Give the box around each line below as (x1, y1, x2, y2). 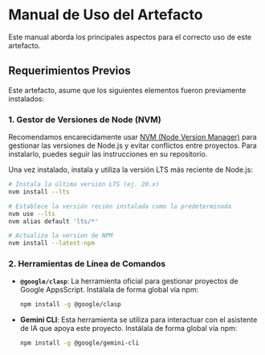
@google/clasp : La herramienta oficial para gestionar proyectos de (19, 276, 238, 286)
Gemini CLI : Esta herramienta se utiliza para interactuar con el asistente (19, 315, 258, 324)
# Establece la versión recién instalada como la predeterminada (8, 202, 231, 210)
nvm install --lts (8, 187, 70, 196)
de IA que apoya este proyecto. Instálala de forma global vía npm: (19, 324, 238, 333)
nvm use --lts (8, 210, 56, 218)
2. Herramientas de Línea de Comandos (8, 259, 166, 270)
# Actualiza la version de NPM (8, 231, 113, 240)
